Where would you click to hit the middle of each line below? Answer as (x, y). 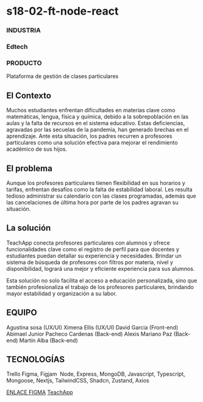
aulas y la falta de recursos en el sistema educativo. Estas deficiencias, (96, 123)
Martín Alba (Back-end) (48, 340)
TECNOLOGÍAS (36, 359)
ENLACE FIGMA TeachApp (40, 392)
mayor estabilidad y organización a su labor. (62, 293)
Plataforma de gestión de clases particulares (62, 76)
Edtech (17, 47)
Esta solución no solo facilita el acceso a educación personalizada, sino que (102, 280)
